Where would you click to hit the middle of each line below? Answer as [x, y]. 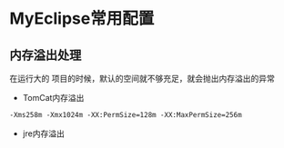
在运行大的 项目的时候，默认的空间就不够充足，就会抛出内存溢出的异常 [142, 79]
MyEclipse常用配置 [82, 19]
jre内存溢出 [44, 133]
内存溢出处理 [46, 55]
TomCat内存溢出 [53, 98]
